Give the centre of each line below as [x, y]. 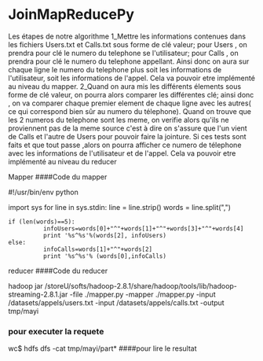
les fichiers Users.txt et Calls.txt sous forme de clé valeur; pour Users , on [128, 44]
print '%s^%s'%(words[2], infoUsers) [105, 235]
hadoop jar [26, 285]
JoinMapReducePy [71, 15]
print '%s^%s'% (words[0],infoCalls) [105, 256]
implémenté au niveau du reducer [62, 161]
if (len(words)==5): [42, 222]
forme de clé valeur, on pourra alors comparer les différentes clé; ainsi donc [131, 94]
